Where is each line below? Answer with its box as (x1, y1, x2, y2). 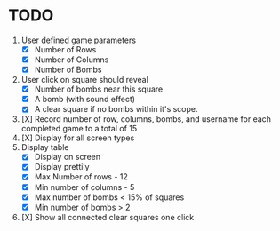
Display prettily (34, 162, 90, 172)
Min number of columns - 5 (34, 181, 135, 192)
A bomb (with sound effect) (34, 94, 135, 105)
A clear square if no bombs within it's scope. (34, 104, 198, 115)
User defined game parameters (20, 35, 137, 45)
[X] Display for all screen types (20, 132, 135, 143)
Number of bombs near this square (34, 84, 164, 94)
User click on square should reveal (20, 75, 148, 85)
